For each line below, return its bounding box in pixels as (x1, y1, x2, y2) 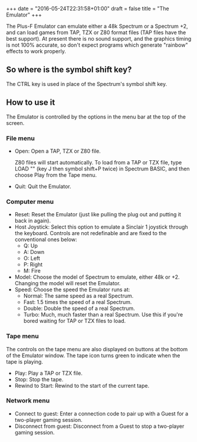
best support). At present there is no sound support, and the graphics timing (6, 35, 192, 42)
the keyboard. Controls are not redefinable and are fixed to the (14, 230, 167, 237)
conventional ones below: (14, 236, 78, 243)
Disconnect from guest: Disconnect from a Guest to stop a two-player (14, 423, 185, 430)
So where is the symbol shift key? (6, 65, 132, 75)
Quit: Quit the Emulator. (14, 183, 72, 190)
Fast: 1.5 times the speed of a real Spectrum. (23, 299, 132, 306)
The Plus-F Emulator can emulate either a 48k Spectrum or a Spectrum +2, (6, 23, 188, 29)
